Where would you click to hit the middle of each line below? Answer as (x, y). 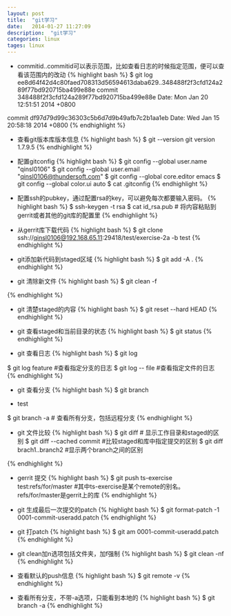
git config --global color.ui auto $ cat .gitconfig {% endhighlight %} (112, 184)
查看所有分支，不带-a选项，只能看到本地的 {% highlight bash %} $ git (116, 598)
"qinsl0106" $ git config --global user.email (78, 169)
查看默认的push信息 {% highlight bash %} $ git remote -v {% (104, 576)
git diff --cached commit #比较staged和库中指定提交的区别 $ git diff (127, 441)
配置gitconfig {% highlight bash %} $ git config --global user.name (112, 161)
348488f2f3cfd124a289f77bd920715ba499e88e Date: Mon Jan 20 (113, 97)
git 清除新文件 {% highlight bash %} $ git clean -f (87, 281)
